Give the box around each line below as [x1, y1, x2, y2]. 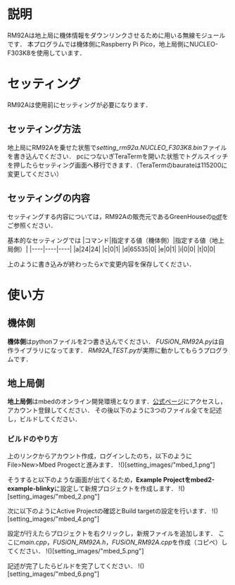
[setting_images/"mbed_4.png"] [7, 515, 100, 523]
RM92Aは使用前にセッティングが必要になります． [7, 100, 152, 109]
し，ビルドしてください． [7, 415, 82, 423]
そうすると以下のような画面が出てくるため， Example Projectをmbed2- [7, 475, 215, 484]
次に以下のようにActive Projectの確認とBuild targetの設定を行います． [7, 506, 210, 515]
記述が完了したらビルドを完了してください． [7, 561, 137, 570]
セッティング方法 [7, 123, 81, 135]
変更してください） [7, 170, 63, 178]
